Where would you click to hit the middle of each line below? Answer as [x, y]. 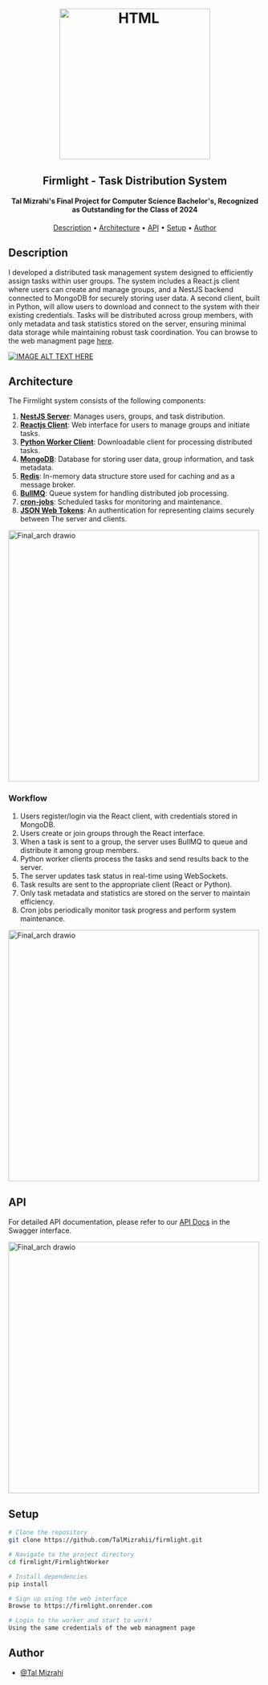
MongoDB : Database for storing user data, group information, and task [137, 459]
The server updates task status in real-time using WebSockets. [124, 875]
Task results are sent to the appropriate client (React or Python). [126, 884]
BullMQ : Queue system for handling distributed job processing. [124, 493]
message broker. [48, 485]
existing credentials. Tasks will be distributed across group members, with [131, 315]
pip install [28, 1584]
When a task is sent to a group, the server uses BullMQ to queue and [134, 842]
